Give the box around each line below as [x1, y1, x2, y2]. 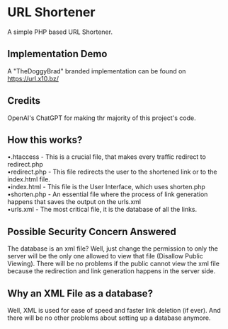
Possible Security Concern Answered [7, 225, 177, 237]
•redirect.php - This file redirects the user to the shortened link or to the [7, 167, 217, 177]
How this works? [7, 133, 83, 145]
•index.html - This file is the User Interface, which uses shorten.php [7, 183, 205, 191]
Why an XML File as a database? [7, 287, 154, 299]
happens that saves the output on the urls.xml [7, 198, 142, 206]
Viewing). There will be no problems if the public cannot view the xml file [7, 259, 220, 268]
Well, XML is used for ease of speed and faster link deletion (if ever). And [7, 306, 221, 314]
